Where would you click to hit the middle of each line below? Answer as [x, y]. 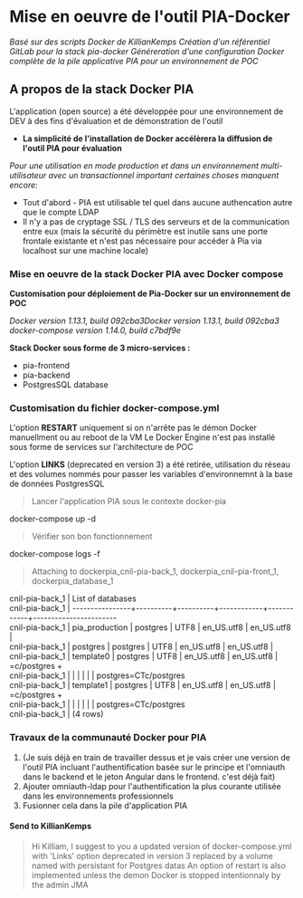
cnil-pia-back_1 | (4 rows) [57, 714]
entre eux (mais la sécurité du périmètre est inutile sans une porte [145, 231]
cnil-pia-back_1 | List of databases [73, 598]
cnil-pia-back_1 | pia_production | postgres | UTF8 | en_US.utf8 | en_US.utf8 [150, 627]
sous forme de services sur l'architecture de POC [102, 447]
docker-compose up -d [53, 519]
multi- [272, 166]
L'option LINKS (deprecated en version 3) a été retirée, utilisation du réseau [150, 464]
